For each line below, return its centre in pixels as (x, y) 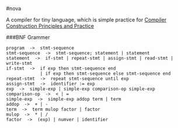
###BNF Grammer (28, 37)
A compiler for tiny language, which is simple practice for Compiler (86, 20)
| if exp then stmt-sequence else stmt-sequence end (105, 74)
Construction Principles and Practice (50, 26)
